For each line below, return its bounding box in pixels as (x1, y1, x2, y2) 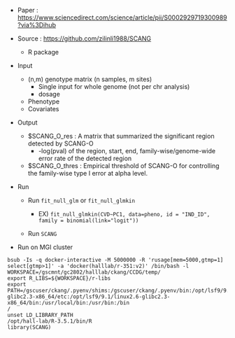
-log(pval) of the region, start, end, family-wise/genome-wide (38, 147, 215, 155)
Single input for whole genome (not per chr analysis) (38, 83, 190, 90)
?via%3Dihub (17, 21, 57, 29)
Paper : (17, 6, 38, 14)
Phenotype (27, 97, 60, 106)
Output (17, 118, 38, 127)
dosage (38, 90, 61, 98)
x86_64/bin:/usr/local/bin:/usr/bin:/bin (7, 300, 130, 307)
